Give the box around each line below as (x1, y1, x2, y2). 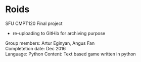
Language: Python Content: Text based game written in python (5, 51, 136, 57)
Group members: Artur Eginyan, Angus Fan (5, 40, 95, 46)
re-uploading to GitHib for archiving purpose (12, 30, 106, 36)
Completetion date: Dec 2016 (5, 45, 66, 51)
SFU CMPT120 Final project (5, 20, 63, 26)
